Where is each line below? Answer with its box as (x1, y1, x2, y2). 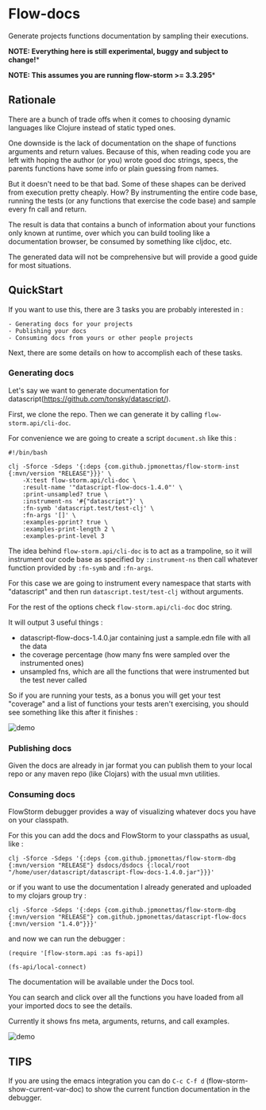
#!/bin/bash (8, 448, 48, 457)
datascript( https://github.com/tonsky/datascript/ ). (8, 394, 172, 404)
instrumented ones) (19, 658, 85, 667)
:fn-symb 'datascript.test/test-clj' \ (22, 504, 155, 512)
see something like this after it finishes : (8, 707, 138, 717)
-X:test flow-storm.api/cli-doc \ (22, 476, 137, 485)
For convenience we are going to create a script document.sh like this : (8, 433, 237, 443)
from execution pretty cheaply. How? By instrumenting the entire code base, (8, 188, 258, 197)
